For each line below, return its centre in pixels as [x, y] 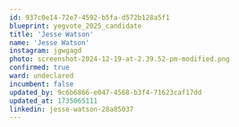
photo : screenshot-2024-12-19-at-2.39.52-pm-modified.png [119, 59]
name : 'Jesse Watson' [50, 42]
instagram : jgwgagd [46, 51]
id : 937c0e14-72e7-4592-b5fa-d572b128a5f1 [90, 17]
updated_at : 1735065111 [54, 101]
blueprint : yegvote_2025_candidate [76, 26]
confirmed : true [39, 68]
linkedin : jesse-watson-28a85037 [72, 109]
